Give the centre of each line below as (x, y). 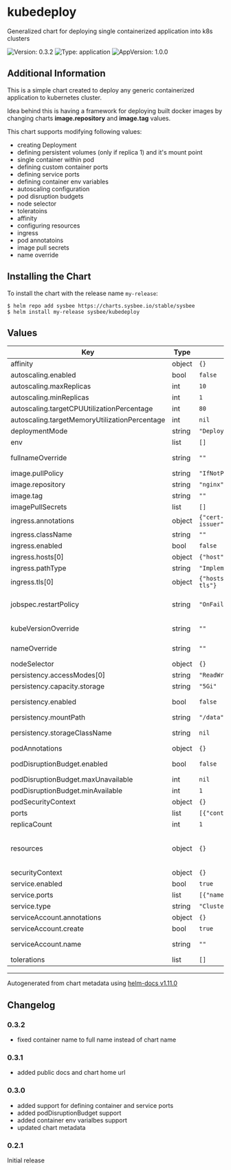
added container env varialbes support (72, 1120)
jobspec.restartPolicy (45, 604)
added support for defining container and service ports (95, 1105)
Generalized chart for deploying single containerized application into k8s (110, 31)
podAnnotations (36, 748)
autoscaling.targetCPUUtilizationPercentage (82, 409)
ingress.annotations (42, 521)
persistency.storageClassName (61, 733)
